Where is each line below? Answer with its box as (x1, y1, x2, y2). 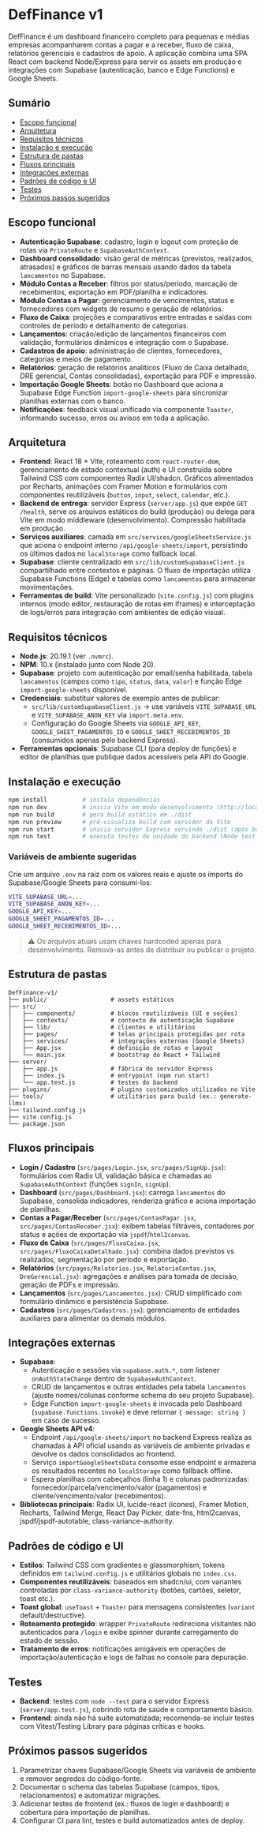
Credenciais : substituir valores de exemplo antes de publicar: (19, 693, 221, 703)
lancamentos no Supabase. (19, 270, 106, 279)
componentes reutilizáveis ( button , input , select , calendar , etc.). (19, 490, 230, 500)
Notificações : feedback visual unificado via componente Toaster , (19, 404, 234, 414)
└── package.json (8, 1119, 65, 1128)
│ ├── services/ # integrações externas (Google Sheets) (8, 1036, 245, 1045)
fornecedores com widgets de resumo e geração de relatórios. (19, 304, 224, 313)
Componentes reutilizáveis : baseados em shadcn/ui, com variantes (19, 1577, 242, 1587)
